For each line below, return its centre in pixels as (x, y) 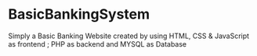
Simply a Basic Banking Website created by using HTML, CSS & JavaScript (128, 36)
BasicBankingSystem (79, 14)
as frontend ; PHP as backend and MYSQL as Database (98, 44)
